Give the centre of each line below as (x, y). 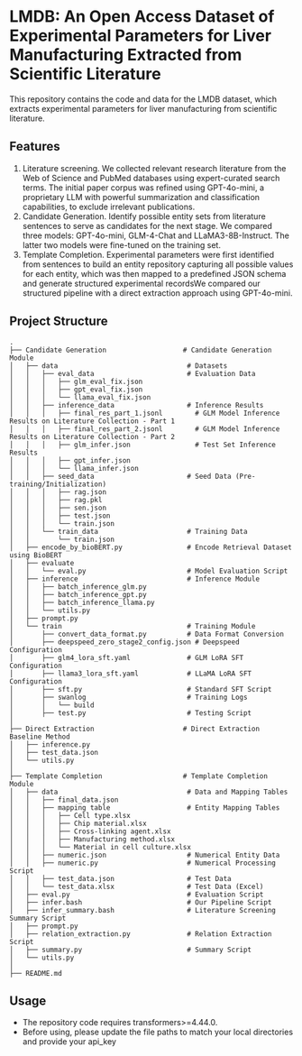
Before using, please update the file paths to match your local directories (158, 1032)
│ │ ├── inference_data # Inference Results (137, 405)
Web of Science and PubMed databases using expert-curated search (151, 178)
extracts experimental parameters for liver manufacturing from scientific (143, 108)
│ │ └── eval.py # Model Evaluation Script (149, 571)
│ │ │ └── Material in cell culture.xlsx (101, 847)
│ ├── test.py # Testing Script (131, 713)
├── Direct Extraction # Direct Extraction (134, 729)
